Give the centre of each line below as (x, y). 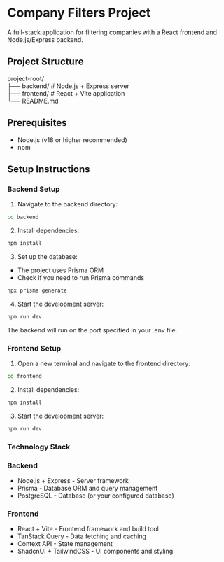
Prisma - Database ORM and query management (87, 488)
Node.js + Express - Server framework (73, 480)
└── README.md (33, 101)
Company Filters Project (79, 13)
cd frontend (24, 377)
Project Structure (45, 62)
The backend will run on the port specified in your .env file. (92, 330)
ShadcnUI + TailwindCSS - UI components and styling (95, 552)
